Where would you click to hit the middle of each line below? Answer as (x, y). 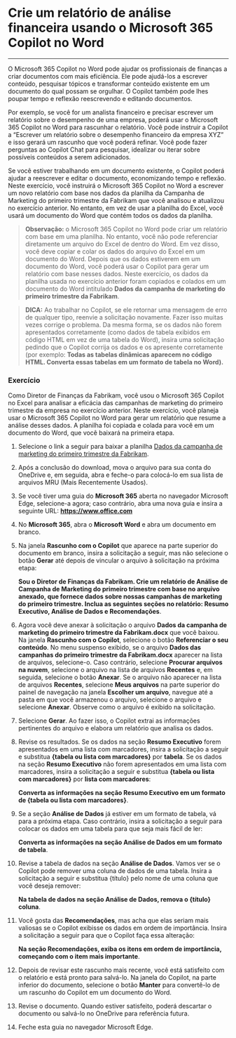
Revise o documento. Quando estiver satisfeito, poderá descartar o (115, 1006)
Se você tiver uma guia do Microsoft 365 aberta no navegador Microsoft (123, 496)
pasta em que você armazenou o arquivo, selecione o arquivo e (110, 699)
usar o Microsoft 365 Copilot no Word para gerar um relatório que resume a (117, 418)
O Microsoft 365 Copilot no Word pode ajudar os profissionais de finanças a (118, 69)
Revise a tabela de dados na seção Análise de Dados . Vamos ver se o (119, 863)
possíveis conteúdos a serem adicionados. (70, 157)
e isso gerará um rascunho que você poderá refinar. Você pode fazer (107, 142)
